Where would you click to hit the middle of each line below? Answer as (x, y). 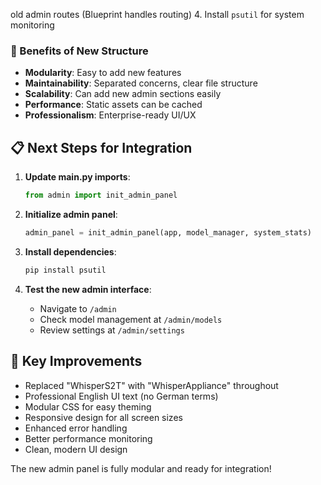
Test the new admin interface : (88, 289)
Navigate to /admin (78, 308)
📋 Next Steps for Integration (101, 147)
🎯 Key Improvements (76, 361)
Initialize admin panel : (71, 214)
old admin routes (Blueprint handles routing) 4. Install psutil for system (157, 14)
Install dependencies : (70, 251)
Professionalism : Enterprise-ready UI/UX (110, 115)
